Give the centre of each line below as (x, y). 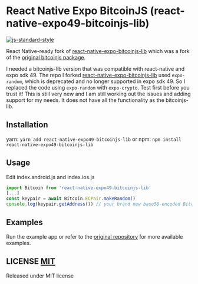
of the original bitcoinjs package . (46, 57)
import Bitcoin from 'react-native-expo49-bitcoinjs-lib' (79, 188)
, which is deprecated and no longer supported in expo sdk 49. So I (103, 81)
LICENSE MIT (31, 261)
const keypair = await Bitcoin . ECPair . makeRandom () (71, 199)
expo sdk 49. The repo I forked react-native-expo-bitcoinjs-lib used (88, 75)
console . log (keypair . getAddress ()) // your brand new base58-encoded (93, 204)
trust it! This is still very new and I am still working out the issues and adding (98, 94)
